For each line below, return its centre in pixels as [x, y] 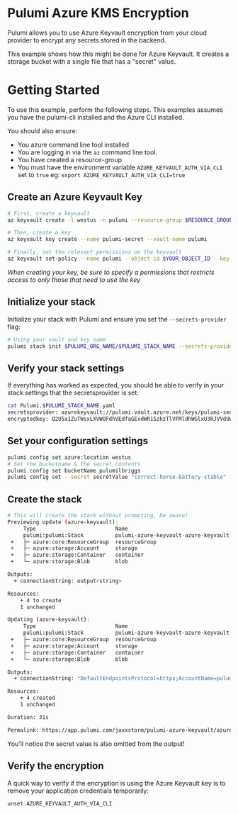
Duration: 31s [28, 717]
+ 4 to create [41, 600]
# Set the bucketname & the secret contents [74, 464]
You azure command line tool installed [73, 145]
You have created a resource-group [70, 159]
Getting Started [54, 90]
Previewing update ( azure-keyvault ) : [63, 522]
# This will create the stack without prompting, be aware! [98, 516]
